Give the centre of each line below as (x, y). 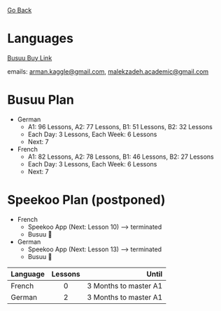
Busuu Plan (41, 100)
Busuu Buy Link (30, 58)
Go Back (20, 10)
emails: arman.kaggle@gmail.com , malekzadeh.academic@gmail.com (108, 71)
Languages (40, 39)
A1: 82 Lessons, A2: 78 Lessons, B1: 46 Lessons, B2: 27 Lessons (121, 157)
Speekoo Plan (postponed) (86, 200)
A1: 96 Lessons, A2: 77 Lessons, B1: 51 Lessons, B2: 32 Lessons (120, 126)
